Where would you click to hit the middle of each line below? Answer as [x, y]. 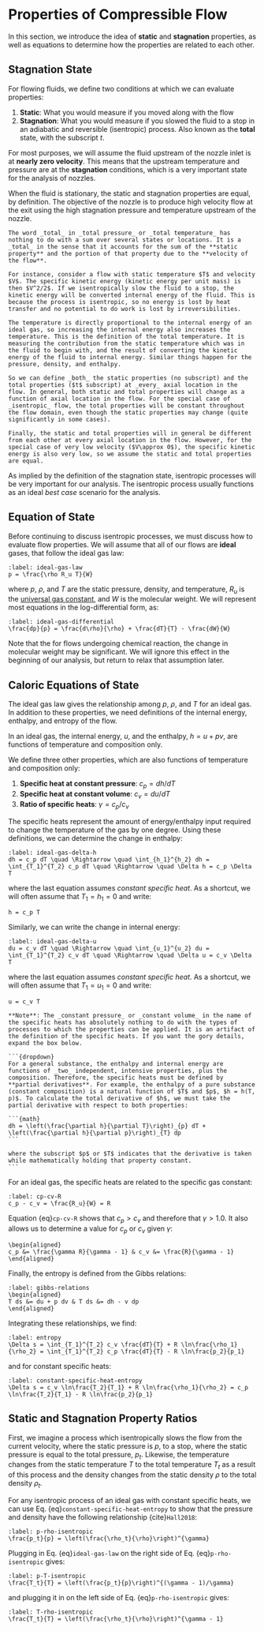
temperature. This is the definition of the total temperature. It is [126, 336]
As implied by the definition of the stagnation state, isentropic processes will [132, 475]
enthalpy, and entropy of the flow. [63, 721]
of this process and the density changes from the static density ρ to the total [132, 1475]
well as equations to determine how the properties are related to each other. [131, 44]
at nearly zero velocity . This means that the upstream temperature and [124, 161]
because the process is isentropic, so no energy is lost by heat [119, 302]
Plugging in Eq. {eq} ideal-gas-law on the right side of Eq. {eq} [110, 1553]
